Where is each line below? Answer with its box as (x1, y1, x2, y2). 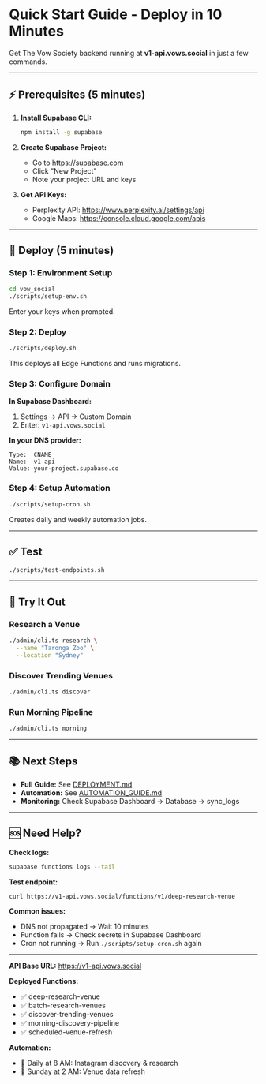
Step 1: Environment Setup (9, 267, 113, 278)
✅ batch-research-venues (20, 1000, 106, 1011)
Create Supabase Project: (20, 142, 107, 151)
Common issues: (9, 906, 66, 916)
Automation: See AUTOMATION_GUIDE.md (20, 787, 163, 798)
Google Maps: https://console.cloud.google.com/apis (32, 213, 206, 222)
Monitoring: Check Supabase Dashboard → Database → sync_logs (20, 796, 240, 806)
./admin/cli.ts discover (9, 688, 91, 696)
